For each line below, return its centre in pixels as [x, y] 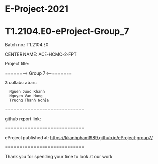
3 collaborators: [21, 83]
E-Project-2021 [37, 9]
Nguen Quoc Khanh [27, 92]
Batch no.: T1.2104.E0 [27, 45]
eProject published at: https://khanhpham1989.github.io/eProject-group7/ [79, 138]
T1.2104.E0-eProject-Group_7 [67, 31]
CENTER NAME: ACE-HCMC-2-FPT [41, 54]
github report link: [23, 119]
